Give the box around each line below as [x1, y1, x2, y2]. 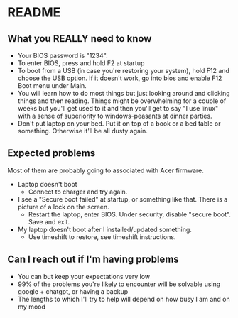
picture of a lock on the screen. [17, 202, 110, 211]
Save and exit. [28, 217, 70, 226]
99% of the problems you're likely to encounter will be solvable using [17, 280, 221, 288]
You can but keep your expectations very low [17, 272, 151, 280]
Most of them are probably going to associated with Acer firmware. [7, 166, 204, 175]
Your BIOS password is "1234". [17, 51, 108, 60]
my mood [17, 302, 46, 311]
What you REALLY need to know [7, 33, 152, 45]
